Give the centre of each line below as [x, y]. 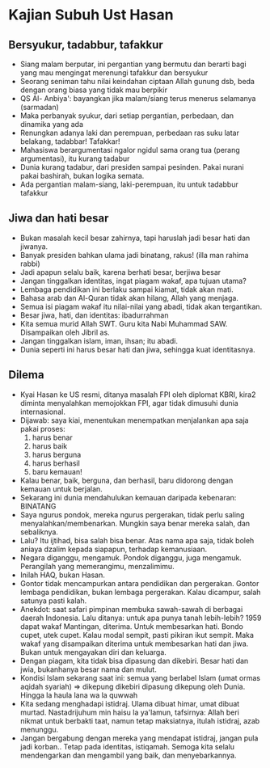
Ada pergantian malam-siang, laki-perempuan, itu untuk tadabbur [129, 184]
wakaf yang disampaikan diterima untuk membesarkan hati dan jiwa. [134, 644]
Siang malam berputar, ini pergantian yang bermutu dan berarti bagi [133, 64]
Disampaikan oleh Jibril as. [65, 332]
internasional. [43, 411]
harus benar [52, 437]
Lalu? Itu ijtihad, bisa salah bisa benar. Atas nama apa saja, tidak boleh [137, 540]
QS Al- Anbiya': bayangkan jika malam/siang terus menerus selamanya [138, 98]
